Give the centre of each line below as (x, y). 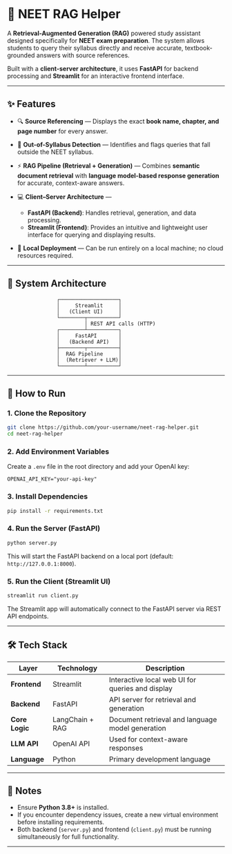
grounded (21, 55)
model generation (137, 728)
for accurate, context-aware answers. (71, 183)
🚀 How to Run (37, 393)
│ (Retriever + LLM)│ (89, 360)
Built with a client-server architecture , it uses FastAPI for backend (103, 68)
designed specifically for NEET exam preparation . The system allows (106, 40)
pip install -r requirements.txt (55, 511)
